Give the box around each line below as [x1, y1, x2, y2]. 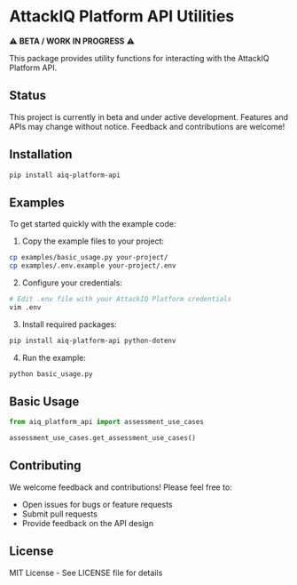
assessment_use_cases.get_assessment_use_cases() [9, 434, 197, 443]
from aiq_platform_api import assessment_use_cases [9, 418, 204, 427]
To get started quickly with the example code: [9, 219, 176, 229]
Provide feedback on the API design [21, 517, 153, 528]
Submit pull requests [21, 509, 98, 519]
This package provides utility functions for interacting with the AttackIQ [9, 52, 270, 63]
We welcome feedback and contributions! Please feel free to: [9, 482, 232, 493]
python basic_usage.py [9, 369, 93, 379]
